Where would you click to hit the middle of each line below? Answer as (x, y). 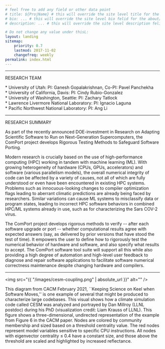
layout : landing (22, 37)
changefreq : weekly (34, 55)
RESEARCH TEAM (23, 78)
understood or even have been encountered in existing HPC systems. (75, 183)
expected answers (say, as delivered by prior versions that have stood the (80, 234)
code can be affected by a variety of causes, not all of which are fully (75, 178)
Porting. (13, 148)
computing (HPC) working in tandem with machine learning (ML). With (76, 162)
